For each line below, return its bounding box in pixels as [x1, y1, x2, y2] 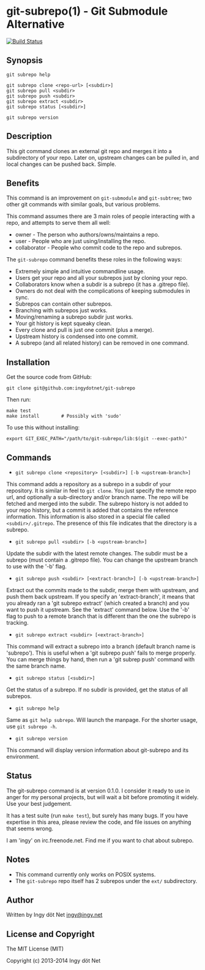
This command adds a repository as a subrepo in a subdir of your [6, 481, 171, 487]
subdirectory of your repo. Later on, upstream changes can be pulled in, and [6, 154, 199, 161]
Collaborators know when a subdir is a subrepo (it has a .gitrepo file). [15, 280, 190, 288]
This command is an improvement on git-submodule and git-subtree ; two [6, 194, 192, 201]
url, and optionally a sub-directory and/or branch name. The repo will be [6, 494, 188, 500]
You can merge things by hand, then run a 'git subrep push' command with [6, 656, 195, 663]
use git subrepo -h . [6, 723, 58, 730]
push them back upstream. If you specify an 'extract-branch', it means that [6, 593, 195, 600]
